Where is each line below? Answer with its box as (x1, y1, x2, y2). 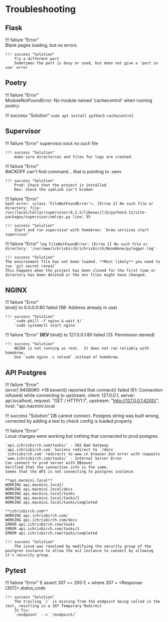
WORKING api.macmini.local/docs (5, 487, 73, 492)
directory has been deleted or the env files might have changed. (5, 272, 147, 277)
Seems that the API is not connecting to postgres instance (5, 469, 134, 474)
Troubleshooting (5, 4, 76, 15)
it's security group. (5, 553, 51, 558)
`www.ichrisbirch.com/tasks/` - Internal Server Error (5, 456, 122, 461)
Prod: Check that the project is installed (14, 182, 107, 188)
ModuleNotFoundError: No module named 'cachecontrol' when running (5, 97, 152, 103)
